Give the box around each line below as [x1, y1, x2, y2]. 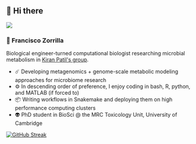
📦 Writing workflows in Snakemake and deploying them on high [14, 96, 173, 103]
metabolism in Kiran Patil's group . [6, 56, 89, 63]
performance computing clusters [14, 105, 96, 112]
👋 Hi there [6, 6, 43, 16]
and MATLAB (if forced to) [14, 89, 79, 96]
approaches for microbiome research [14, 77, 107, 84]
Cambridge [14, 120, 43, 127]
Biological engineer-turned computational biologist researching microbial [6, 50, 185, 57]
